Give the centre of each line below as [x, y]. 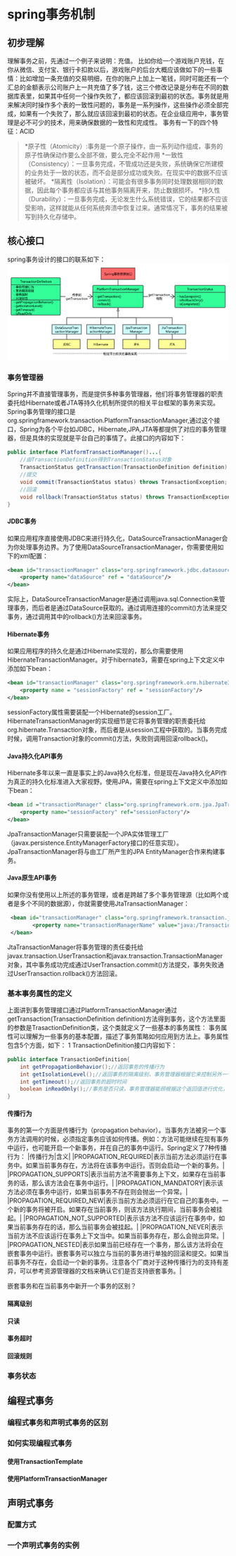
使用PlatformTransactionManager [57, 1479]
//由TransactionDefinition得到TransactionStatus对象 [96, 460]
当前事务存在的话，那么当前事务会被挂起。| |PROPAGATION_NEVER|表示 [118, 1227]
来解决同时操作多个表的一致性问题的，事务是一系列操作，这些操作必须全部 [115, 105]
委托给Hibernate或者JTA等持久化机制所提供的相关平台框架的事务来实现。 [113, 403]
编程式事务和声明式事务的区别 [58, 1423]
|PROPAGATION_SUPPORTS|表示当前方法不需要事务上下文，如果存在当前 [113, 1174]
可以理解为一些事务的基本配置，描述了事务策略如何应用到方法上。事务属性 [121, 1036]
